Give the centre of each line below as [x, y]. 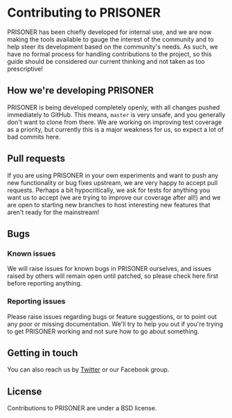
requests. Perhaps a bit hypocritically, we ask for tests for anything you [108, 190]
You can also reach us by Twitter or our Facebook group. [88, 369]
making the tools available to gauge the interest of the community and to [110, 39]
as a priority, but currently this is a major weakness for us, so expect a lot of [115, 129]
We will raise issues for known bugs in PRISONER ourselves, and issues [109, 269]
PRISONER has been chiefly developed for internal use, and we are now [109, 32]
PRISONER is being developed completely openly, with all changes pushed [114, 107]
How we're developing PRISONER [81, 90]
